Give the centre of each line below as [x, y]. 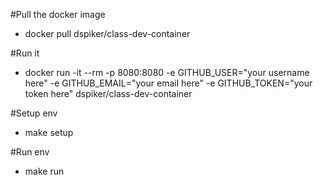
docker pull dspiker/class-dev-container [107, 33]
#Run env [30, 152]
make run [44, 171]
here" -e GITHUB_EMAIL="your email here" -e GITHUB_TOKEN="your [168, 83]
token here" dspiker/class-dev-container [108, 93]
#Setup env [34, 113]
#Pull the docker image [58, 14]
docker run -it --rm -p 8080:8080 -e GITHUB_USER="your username [167, 72]
